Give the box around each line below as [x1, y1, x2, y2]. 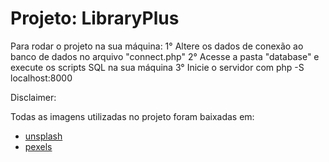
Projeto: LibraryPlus [10, 7, 180, 30]
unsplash [24, 130, 63, 142]
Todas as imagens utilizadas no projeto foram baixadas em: [10, 110, 255, 122]
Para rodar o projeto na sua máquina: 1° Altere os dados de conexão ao [10, 40, 304, 52]
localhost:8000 [10, 72, 73, 84]
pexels [24, 140, 53, 152]
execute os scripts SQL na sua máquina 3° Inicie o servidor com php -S [10, 61, 305, 73]
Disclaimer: [10, 91, 57, 103]
